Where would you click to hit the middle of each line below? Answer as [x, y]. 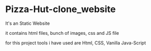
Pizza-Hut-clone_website [61, 9]
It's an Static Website [28, 23]
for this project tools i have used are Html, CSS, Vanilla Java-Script [75, 43]
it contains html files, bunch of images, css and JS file [62, 33]
